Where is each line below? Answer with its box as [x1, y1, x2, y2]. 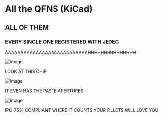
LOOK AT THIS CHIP [5, 68, 47, 74]
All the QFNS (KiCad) [5, 3, 93, 15]
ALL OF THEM [5, 23, 49, 32]
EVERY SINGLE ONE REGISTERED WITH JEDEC [5, 38, 119, 45]
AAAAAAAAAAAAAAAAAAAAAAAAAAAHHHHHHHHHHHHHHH [5, 49, 136, 55]
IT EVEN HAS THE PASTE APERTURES [5, 88, 84, 94]
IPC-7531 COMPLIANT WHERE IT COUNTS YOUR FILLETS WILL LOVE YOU [5, 107, 159, 113]
